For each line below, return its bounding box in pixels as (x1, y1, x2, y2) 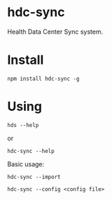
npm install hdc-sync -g (7, 75, 80, 82)
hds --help (7, 121, 39, 128)
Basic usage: (7, 159, 45, 168)
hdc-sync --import (7, 173, 61, 180)
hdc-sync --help (7, 147, 55, 154)
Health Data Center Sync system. (7, 27, 104, 36)
